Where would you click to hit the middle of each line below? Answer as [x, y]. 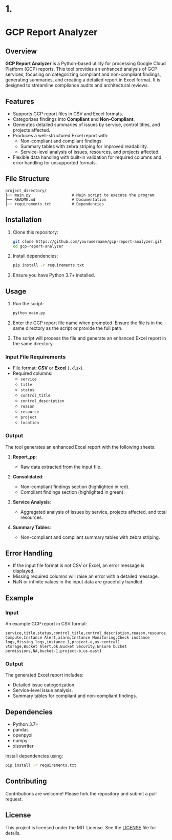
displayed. [24, 571]
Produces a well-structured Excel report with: [61, 135]
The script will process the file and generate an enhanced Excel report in [89, 338]
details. [13, 833]
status [27, 390]
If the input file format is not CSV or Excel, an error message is [79, 565]
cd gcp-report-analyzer [38, 246]
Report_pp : [25, 457]
